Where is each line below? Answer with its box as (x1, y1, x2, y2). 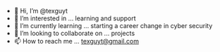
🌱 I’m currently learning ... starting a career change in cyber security (13, 22, 213, 30)
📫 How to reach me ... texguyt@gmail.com (13, 37, 140, 45)
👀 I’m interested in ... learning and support (13, 14, 136, 22)
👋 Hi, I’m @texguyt (13, 7, 68, 15)
